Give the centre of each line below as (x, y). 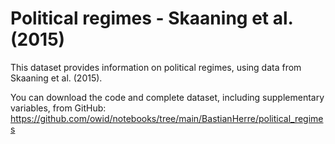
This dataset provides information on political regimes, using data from (156, 67)
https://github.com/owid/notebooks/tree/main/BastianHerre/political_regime (167, 118)
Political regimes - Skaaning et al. (152, 18)
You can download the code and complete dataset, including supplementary (167, 97)
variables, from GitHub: (58, 108)
